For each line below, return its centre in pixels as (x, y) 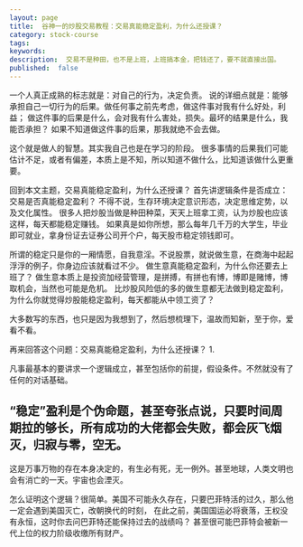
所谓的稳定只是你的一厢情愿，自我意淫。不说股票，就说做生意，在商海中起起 (151, 254)
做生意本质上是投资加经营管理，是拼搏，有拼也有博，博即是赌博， (157, 277)
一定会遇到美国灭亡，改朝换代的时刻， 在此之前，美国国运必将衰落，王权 (145, 510)
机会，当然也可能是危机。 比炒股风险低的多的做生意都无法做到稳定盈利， (152, 288)
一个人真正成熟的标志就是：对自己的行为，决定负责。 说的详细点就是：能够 (149, 95)
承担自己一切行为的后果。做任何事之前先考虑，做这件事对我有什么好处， (143, 106)
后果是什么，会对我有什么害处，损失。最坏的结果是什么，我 (177, 118)
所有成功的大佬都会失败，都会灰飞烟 (181, 428)
